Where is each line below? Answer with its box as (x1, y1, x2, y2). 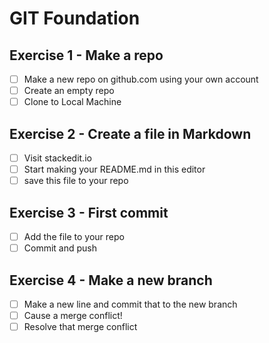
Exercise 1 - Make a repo (9, 47, 164, 64)
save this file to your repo (23, 175, 129, 187)
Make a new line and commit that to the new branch (23, 298, 238, 310)
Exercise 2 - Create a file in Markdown (9, 125, 252, 142)
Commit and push (23, 242, 97, 254)
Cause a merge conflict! (23, 310, 123, 321)
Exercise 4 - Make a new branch (9, 272, 213, 289)
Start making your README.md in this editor (23, 163, 206, 176)
